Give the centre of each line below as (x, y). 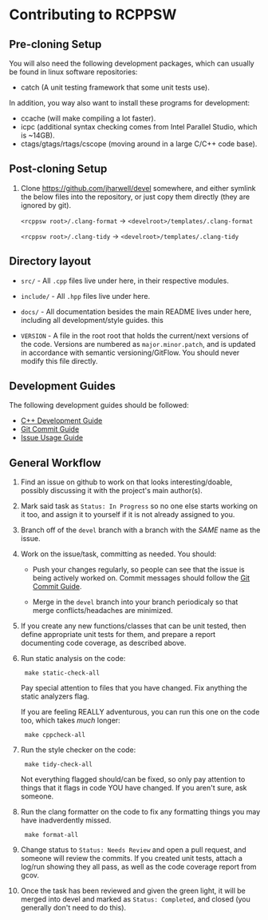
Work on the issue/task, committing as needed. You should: (118, 554)
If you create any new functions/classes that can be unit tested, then (133, 626)
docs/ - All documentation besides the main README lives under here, (136, 311)
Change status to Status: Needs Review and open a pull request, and (133, 850)
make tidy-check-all (58, 765)
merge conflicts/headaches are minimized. (103, 611)
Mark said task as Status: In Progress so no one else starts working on (139, 506)
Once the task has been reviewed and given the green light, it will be (133, 891)
